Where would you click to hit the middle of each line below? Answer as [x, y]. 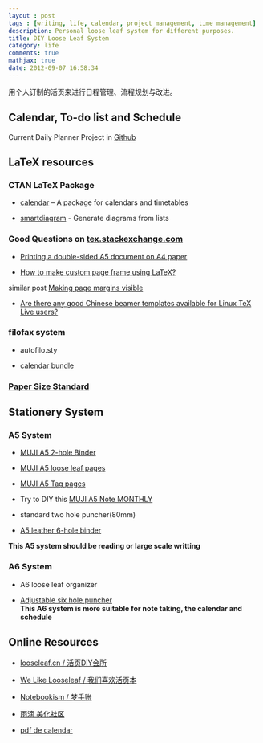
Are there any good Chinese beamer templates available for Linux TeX [136, 303]
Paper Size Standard [49, 386]
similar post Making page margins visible [76, 288]
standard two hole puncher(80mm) [78, 515]
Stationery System [56, 412]
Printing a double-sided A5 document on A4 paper [103, 256]
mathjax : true [32, 61]
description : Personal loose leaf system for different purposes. [121, 31]
